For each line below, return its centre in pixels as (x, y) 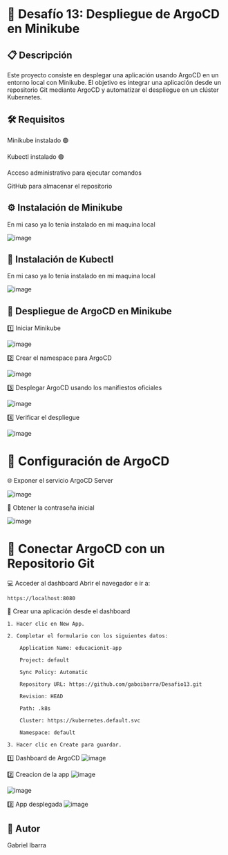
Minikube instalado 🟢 (38, 140)
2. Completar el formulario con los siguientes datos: (88, 636)
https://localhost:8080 (41, 599)
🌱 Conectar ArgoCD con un (86, 549)
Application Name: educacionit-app (71, 649)
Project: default (45, 660)
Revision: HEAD (41, 697)
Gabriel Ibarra (27, 845)
